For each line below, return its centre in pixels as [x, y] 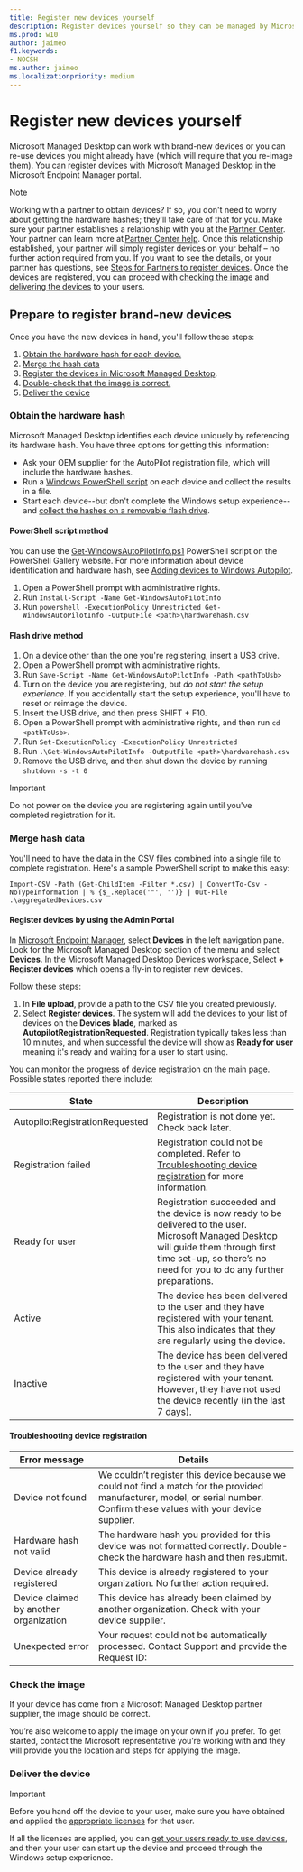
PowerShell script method [59, 531]
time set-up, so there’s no [212, 1258]
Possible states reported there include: [81, 1078]
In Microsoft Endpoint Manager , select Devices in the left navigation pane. [147, 940]
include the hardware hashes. [78, 472]
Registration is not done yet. [216, 1116]
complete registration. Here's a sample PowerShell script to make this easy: [150, 868]
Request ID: [122, 1657]
